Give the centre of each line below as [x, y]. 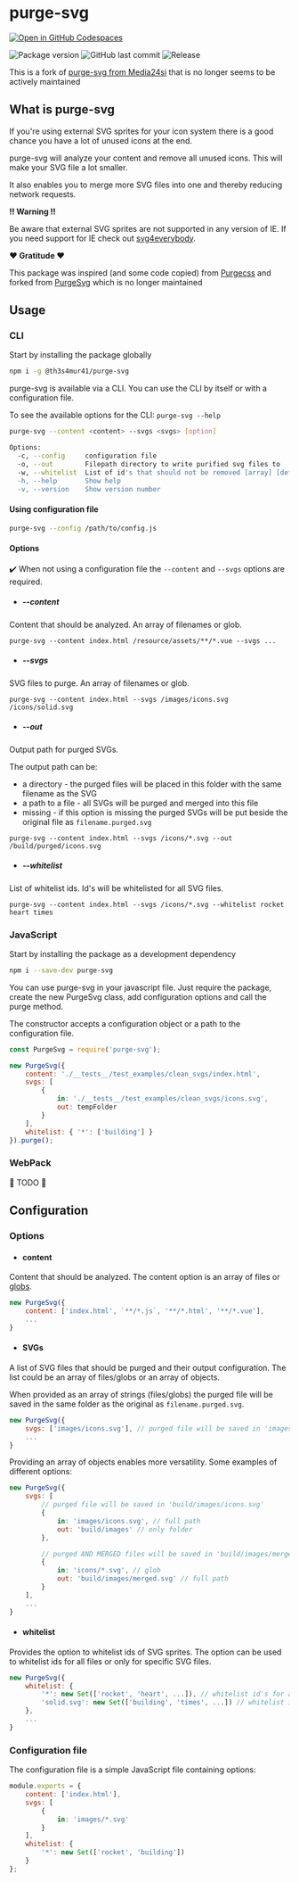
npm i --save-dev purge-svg [61, 970]
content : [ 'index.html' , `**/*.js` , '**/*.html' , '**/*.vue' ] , [145, 1311]
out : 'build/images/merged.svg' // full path [142, 1579]
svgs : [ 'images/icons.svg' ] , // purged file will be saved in [143, 1428]
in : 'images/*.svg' [93, 1819]
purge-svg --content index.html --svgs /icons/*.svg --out [121, 838]
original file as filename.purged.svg [87, 821]
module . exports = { [45, 1787]
